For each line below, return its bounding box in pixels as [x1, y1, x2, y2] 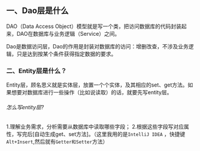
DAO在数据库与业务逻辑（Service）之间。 [16, 30, 120, 37]
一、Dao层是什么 [6, 5, 69, 16]
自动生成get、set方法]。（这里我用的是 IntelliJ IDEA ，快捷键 [34, 131, 186, 138]
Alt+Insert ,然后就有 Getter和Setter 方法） [6, 138, 108, 145]
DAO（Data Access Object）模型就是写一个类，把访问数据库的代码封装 [6, 23, 181, 30]
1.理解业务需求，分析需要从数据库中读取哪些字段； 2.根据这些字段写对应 [6, 123, 184, 130]
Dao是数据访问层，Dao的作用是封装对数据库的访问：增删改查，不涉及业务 [6, 42, 189, 50]
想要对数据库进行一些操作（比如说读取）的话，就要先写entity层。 [11, 89, 172, 96]
